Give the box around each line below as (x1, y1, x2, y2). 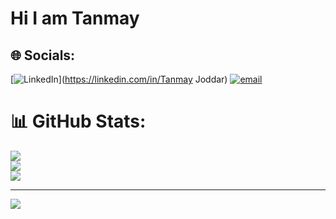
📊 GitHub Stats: (10, 110, 147, 133)
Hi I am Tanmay (10, 7, 140, 30)
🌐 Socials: (10, 47, 76, 64)
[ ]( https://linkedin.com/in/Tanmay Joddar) (10, 73, 228, 85)
